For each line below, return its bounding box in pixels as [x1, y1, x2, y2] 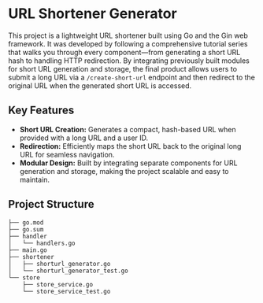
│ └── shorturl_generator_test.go [8, 267, 128, 275]
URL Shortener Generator [8, 5, 177, 23]
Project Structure [8, 198, 94, 211]
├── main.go [8, 246, 47, 254]
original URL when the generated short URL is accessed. [8, 80, 192, 91]
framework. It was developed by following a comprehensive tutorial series [8, 39, 248, 48]
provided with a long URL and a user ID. [19, 133, 149, 142]
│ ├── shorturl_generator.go [8, 260, 111, 268]
